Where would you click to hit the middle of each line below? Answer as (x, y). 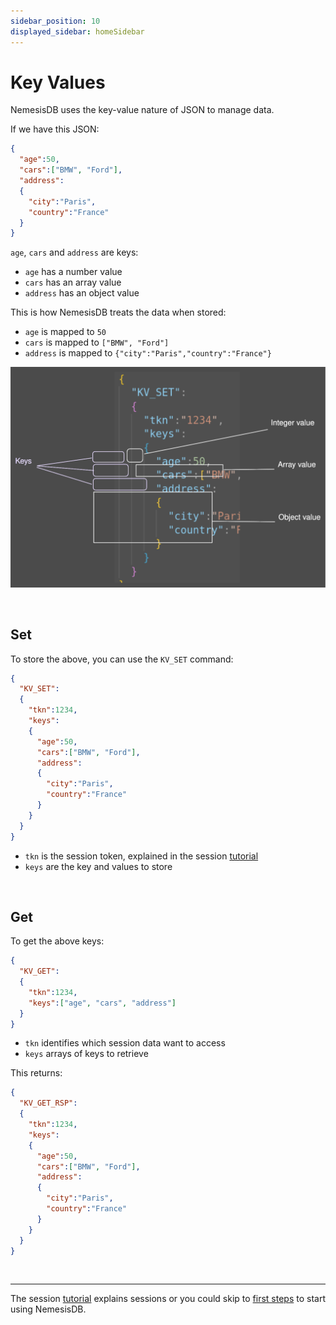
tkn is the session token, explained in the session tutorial (141, 856)
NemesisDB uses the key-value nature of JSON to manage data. (142, 110)
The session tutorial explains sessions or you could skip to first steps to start (168, 1299)
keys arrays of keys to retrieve (86, 1054)
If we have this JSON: (55, 129)
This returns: (36, 1073)
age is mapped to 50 (65, 332)
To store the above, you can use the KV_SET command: (122, 659)
